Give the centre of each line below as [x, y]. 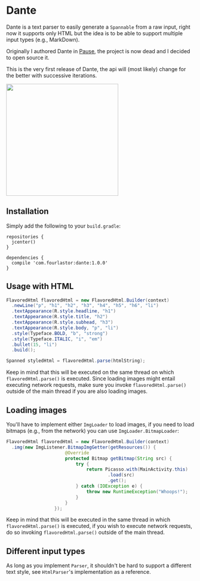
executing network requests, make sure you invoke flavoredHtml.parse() [96, 385]
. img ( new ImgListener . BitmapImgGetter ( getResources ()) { [84, 447]
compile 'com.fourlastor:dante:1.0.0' [60, 263]
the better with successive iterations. [52, 75]
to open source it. [28, 57]
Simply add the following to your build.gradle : [64, 226]
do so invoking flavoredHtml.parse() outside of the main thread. [86, 533]
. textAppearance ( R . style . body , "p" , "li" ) [65, 328]
